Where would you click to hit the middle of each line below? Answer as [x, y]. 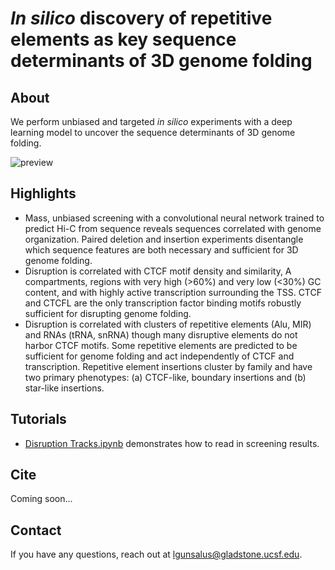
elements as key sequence [123, 39]
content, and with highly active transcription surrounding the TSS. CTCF [173, 292]
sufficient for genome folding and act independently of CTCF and [159, 356]
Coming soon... [41, 499]
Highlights [43, 193]
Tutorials [38, 419]
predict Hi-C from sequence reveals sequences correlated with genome [173, 228]
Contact [36, 530]
